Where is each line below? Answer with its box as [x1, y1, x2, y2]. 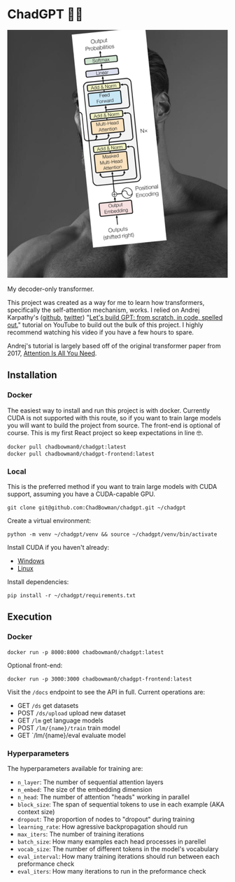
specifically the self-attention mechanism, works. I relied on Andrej [7, 306, 200, 314]
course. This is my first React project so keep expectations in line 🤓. [7, 428, 204, 436]
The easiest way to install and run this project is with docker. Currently [7, 406, 211, 415]
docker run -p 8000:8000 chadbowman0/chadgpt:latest [7, 648, 164, 656]
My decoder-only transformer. [7, 285, 94, 293]
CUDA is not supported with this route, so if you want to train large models [7, 413, 222, 422]
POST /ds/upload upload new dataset [17, 709, 126, 717]
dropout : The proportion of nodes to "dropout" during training [17, 815, 195, 824]
